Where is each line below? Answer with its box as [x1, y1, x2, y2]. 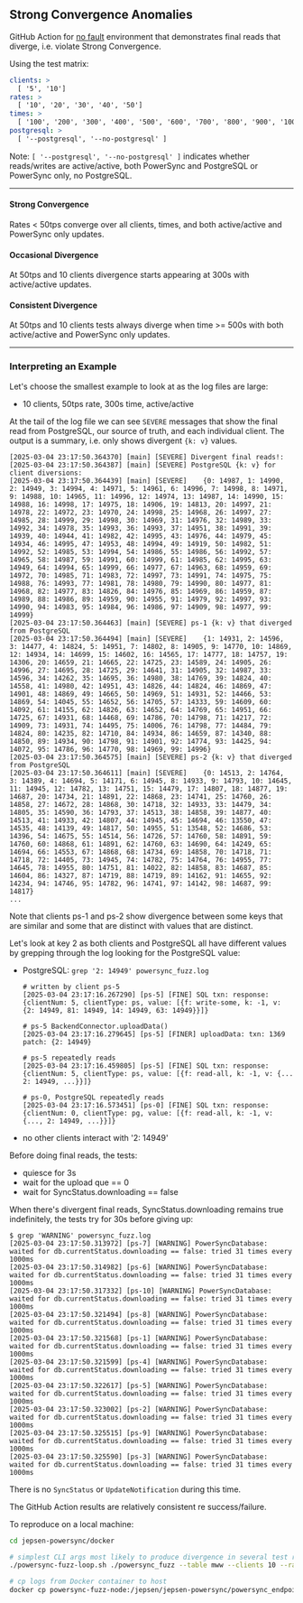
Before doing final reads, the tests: [9, 1150, 138, 1161]
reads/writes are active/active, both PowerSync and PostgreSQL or [9, 160, 259, 171]
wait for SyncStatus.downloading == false [22, 1186, 179, 1197]
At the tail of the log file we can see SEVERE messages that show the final [9, 415, 278, 427]
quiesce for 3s [22, 1167, 77, 1178]
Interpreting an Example [9, 360, 117, 373]
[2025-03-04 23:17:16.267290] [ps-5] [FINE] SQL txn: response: [22, 990, 270, 999]
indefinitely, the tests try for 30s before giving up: [9, 1213, 194, 1224]
